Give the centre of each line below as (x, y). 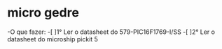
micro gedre (43, 13)
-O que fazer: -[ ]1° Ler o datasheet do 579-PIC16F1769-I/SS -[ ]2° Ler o (111, 32)
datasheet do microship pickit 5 (53, 39)
